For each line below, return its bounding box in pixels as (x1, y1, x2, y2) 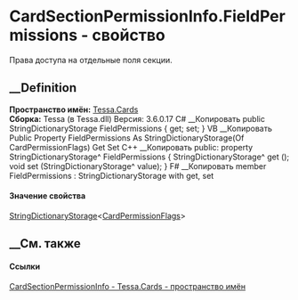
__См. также (9, 236, 82, 251)
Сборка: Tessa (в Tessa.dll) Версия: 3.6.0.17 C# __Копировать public (9, 113, 265, 124)
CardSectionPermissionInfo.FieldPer (9, 6, 286, 27)
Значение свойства (9, 191, 86, 201)
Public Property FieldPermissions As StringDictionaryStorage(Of (9, 132, 245, 143)
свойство (92, 25, 166, 45)
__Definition (9, 80, 77, 95)
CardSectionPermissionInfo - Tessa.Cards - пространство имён (9, 280, 246, 291)
